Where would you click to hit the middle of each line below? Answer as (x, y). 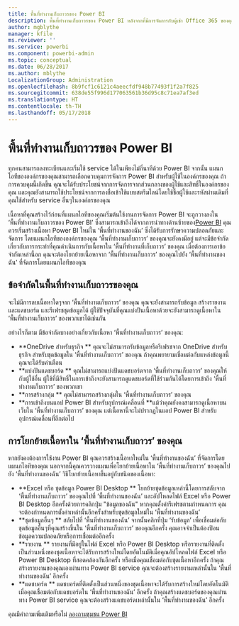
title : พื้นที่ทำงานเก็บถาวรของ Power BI (57, 14)
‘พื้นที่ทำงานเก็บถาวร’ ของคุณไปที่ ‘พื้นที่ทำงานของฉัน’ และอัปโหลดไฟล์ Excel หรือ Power (124, 496)
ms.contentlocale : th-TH (45, 106)
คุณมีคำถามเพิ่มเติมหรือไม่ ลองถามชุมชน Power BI (68, 614)
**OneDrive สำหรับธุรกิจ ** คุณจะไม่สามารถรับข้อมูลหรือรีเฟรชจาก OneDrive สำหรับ (123, 346)
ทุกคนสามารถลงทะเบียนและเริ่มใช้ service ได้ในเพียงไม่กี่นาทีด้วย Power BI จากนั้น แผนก (116, 168)
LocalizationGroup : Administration (61, 80)
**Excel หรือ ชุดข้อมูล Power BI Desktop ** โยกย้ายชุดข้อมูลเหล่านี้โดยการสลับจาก (122, 488)
